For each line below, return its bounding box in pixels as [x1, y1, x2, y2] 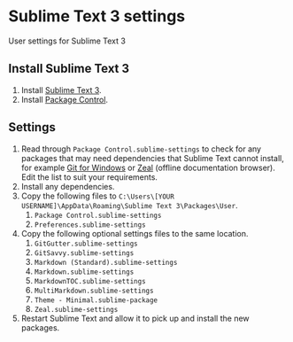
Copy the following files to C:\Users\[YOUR [20, 190, 174, 201]
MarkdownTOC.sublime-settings [34, 276, 147, 285]
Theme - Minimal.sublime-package [34, 295, 158, 305]
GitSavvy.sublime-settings [34, 248, 135, 258]
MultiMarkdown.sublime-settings [34, 286, 154, 295]
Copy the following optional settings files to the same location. [20, 228, 249, 238]
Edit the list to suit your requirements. [20, 171, 158, 183]
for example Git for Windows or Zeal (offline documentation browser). [20, 162, 275, 173]
